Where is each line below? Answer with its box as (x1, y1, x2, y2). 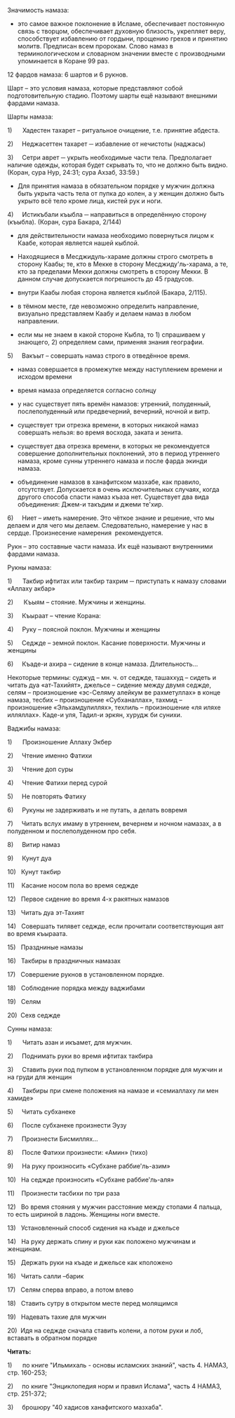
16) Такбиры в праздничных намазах (7, 957, 121, 965)
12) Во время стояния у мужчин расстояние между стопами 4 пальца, (7, 1203, 222, 1211)
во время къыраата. (7, 930, 68, 937)
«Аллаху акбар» (7, 584, 56, 592)
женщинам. (7, 1245, 42, 1253)
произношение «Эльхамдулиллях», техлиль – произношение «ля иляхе (7, 703, 221, 711)
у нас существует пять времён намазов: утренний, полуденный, (17, 400, 211, 408)
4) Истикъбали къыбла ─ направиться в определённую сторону (7, 210, 207, 218)
